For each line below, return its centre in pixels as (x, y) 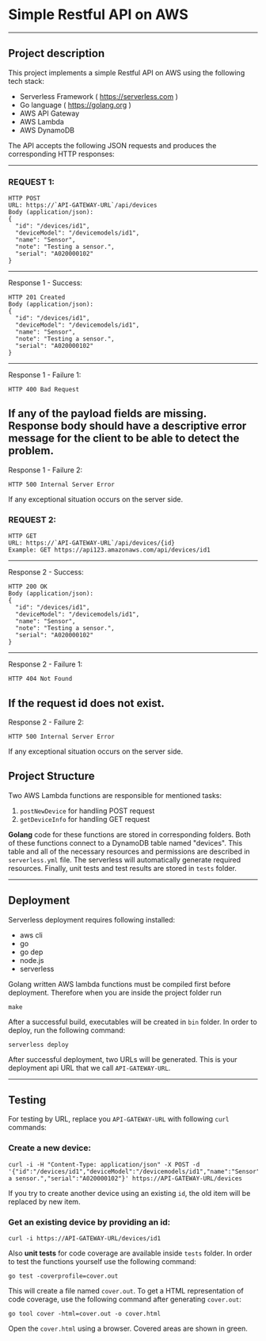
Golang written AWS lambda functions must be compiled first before (120, 984)
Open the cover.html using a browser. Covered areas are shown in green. (128, 1328)
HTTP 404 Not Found (40, 679)
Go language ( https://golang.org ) (76, 105)
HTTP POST (25, 199)
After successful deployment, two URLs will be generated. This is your (123, 1059)
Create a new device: (49, 1148)
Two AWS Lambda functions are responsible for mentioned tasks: (115, 795)
